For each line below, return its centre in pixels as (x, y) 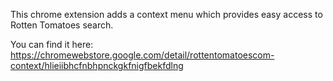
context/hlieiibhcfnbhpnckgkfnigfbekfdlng (97, 65)
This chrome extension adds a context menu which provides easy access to (166, 14)
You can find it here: (52, 44)
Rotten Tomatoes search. (62, 25)
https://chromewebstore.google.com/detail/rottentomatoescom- (142, 55)
